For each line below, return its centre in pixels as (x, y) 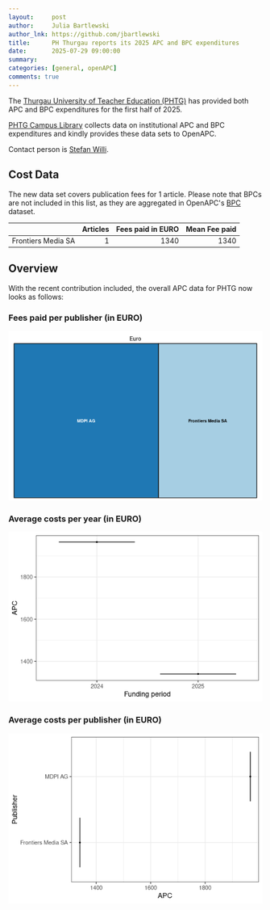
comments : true (34, 77)
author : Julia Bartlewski (59, 25)
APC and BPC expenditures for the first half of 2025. (96, 109)
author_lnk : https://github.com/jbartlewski (84, 34)
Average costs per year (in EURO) (75, 519)
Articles (96, 230)
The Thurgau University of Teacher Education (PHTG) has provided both (129, 100)
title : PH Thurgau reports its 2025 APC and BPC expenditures (124, 43)
